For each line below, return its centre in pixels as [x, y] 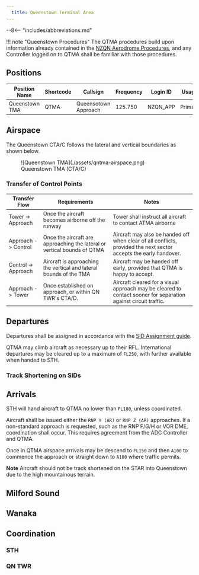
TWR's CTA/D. [61, 298]
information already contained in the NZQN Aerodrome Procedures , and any [99, 48]
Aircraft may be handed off [146, 261]
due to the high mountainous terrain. [51, 475]
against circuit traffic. [139, 301]
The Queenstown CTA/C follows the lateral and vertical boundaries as [91, 145]
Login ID [161, 92]
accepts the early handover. [147, 253]
